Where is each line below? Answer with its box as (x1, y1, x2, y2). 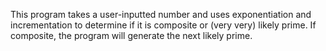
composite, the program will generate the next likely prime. (10, 30, 253, 41)
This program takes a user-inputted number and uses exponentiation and (10, 9, 312, 20)
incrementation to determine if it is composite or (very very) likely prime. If (10, 19, 317, 31)
